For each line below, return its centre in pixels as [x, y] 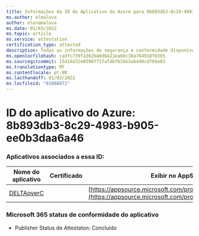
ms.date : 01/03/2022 [32, 28]
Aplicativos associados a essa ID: [55, 157]
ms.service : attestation [37, 39]
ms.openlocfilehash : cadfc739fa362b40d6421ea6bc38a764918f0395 [86, 56]
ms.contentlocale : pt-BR [37, 73]
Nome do [27, 172]
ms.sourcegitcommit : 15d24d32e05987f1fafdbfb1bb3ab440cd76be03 [86, 61]
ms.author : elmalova [32, 17]
